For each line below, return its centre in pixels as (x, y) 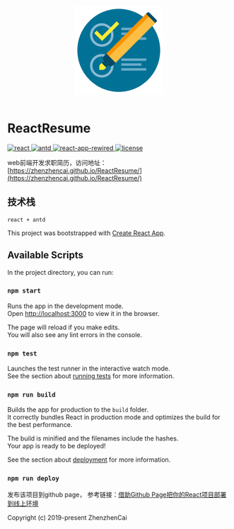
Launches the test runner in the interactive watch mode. (89, 369)
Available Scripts (45, 255)
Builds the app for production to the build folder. (78, 410)
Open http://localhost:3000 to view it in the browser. (83, 313)
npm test (22, 353)
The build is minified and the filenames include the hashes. (93, 438)
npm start (24, 291)
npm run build (31, 395)
